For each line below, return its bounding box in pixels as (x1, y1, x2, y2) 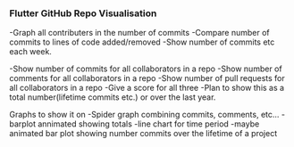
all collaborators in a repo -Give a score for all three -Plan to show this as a (9, 83, 284, 94)
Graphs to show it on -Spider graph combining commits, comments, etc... (9, 110, 280, 120)
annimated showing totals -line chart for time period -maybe (37, 118, 260, 129)
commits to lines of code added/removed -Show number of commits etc (9, 37, 275, 47)
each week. (9, 46, 52, 57)
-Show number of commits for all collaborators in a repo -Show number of (9, 63, 283, 74)
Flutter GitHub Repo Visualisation (9, 7, 157, 20)
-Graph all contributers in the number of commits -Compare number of (9, 28, 270, 38)
